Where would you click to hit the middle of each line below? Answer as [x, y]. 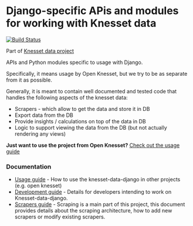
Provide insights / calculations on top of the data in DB [80, 121]
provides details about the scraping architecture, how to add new [93, 211]
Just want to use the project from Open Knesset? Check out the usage [93, 145]
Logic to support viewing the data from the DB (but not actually [91, 127]
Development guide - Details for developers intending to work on [93, 192]
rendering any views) [40, 134]
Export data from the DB [44, 115]
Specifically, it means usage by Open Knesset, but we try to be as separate [97, 73]
